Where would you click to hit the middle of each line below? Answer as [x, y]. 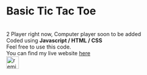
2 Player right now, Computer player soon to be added [74, 34]
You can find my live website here [48, 53]
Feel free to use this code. [39, 47]
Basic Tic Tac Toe [51, 11]
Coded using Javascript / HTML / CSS [54, 40]
